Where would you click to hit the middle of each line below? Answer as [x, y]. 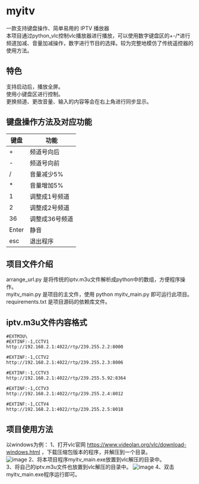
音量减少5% [46, 174]
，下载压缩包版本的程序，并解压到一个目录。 [96, 452]
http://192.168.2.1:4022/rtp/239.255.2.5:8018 [65, 410]
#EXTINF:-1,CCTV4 [28, 404]
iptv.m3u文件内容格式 [47, 322]
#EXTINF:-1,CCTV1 [28, 342]
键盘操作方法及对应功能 [49, 122]
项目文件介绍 [30, 264]
